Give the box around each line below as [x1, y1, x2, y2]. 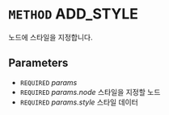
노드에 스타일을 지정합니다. [8, 32, 93, 42]
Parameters [8, 56, 69, 70]
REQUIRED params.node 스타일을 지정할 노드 [19, 87, 161, 97]
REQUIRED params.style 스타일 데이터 [19, 97, 139, 107]
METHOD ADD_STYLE [8, 5, 139, 23]
